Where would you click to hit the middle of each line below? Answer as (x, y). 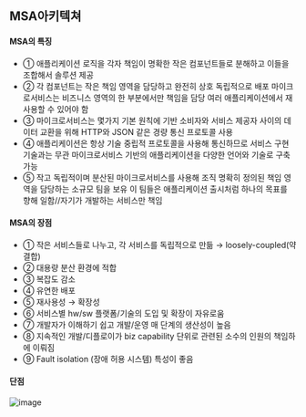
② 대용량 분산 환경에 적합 (69, 267)
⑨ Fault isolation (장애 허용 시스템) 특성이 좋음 (108, 359)
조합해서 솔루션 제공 (58, 75)
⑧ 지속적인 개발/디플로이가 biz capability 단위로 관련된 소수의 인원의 (147, 336)
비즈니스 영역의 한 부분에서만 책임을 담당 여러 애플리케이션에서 (173, 98)
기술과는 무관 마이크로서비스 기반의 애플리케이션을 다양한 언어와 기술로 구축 (157, 154)
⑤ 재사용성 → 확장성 (61, 302)
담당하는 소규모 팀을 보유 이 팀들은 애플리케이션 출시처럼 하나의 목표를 (164, 189)
